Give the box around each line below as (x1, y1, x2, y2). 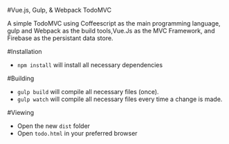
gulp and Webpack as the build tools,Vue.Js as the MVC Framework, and (7, 27, 215, 35)
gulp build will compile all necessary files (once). (17, 88, 159, 96)
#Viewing (7, 109, 35, 116)
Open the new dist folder (17, 122, 91, 130)
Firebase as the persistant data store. (7, 34, 113, 42)
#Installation (7, 48, 43, 55)
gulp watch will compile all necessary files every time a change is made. (17, 95, 223, 103)
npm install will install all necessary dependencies (17, 61, 163, 69)
